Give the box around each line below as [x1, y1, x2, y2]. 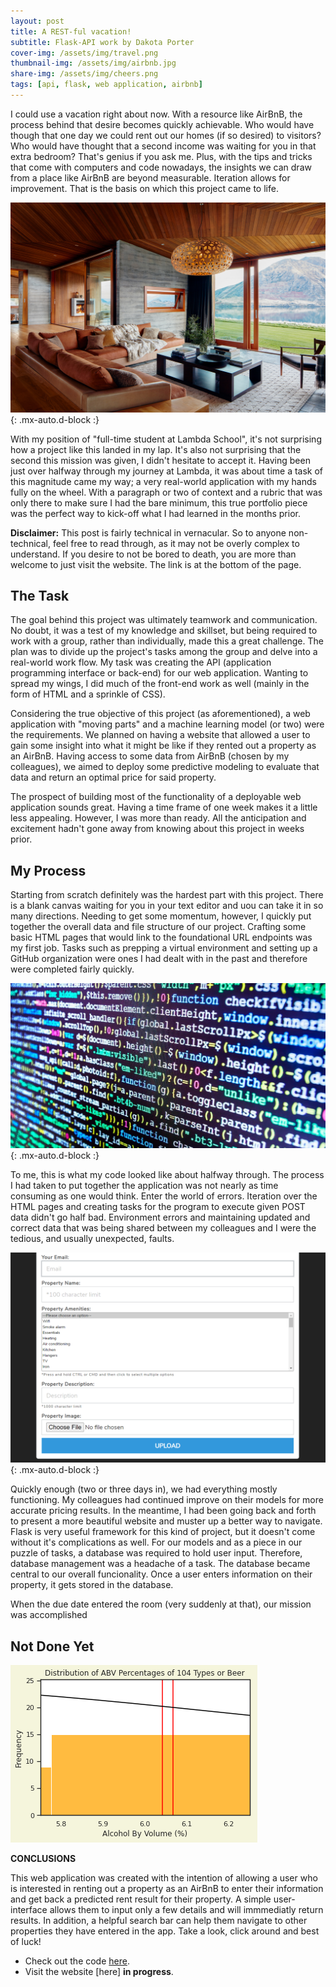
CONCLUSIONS [10, 1852, 77, 1864]
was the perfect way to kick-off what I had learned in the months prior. [10, 507, 301, 519]
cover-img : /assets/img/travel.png [10, 48, 159, 58]
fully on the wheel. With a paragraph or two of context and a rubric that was [10, 486, 323, 498]
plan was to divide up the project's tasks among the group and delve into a [10, 646, 318, 658]
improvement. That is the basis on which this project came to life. [10, 182, 279, 194]
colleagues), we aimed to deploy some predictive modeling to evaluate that [10, 761, 320, 773]
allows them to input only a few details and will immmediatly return [49, 1903, 324, 1915]
